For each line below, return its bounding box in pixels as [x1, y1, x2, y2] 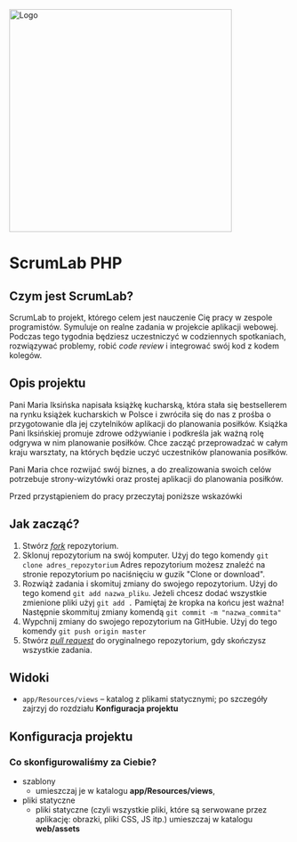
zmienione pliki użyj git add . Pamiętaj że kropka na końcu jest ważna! [21, 597, 285, 608]
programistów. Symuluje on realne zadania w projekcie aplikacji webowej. [9, 322, 278, 332]
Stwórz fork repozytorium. [21, 540, 119, 551]
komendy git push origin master [21, 625, 147, 636]
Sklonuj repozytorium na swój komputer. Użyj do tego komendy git [21, 550, 269, 560]
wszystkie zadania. [21, 644, 92, 655]
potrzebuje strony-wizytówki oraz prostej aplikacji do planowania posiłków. [9, 473, 284, 484]
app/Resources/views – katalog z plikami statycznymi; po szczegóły [21, 694, 269, 705]
